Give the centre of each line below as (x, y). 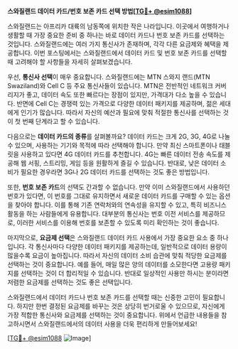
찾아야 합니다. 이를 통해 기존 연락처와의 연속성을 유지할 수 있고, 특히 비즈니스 (121, 205)
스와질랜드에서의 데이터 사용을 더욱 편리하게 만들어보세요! (118, 324)
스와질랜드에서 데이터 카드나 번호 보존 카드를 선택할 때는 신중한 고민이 (104, 297)
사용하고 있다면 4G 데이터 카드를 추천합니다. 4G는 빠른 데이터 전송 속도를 (122, 154)
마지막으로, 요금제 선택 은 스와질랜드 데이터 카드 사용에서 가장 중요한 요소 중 (111, 238)
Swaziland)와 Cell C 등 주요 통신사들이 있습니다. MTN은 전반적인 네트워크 (110, 86)
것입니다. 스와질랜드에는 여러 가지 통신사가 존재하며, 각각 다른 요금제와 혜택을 (114, 44)
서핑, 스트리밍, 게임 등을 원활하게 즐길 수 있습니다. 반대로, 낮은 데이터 (123, 163)
